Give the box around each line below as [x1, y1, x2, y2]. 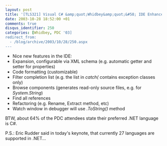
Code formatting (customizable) [12, 69, 78, 75]
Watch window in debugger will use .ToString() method [12, 105, 125, 111]
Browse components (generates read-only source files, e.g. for [12, 85, 142, 91]
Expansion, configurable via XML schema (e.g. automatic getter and [12, 58, 152, 64]
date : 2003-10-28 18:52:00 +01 [5, 16, 70, 21]
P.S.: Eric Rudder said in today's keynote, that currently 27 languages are [5, 130, 155, 136]
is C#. [5, 120, 17, 126]
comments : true [5, 21, 37, 26]
